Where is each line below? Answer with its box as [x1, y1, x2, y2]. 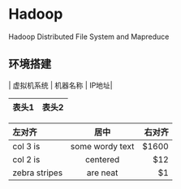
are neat [86, 167, 119, 178]
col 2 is [12, 153, 41, 165]
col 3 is [12, 140, 41, 152]
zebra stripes [12, 167, 63, 178]
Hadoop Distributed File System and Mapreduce [8, 32, 170, 41]
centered [84, 153, 120, 165]
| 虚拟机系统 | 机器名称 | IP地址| [8, 80, 114, 90]
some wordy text [70, 140, 135, 152]
